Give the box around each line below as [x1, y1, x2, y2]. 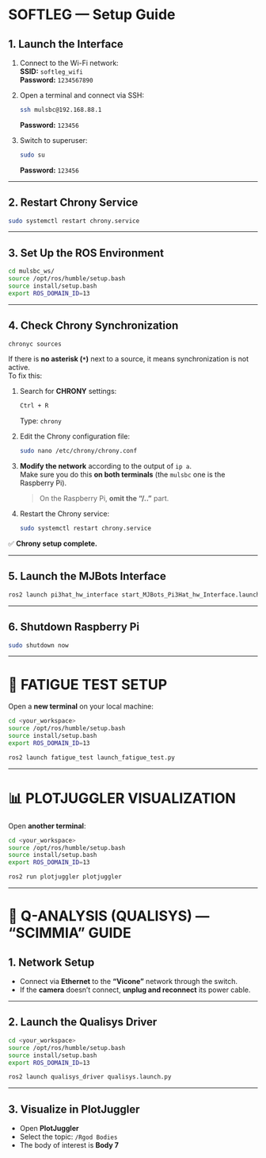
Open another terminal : [8, 820, 86, 831]
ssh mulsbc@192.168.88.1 [19, 106, 102, 114]
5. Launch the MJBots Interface [8, 569, 166, 583]
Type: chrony [19, 416, 62, 426]
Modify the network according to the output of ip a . [19, 461, 192, 471]
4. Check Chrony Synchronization [8, 319, 179, 333]
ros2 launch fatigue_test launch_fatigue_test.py [8, 753, 176, 762]
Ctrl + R [19, 402, 49, 410]
